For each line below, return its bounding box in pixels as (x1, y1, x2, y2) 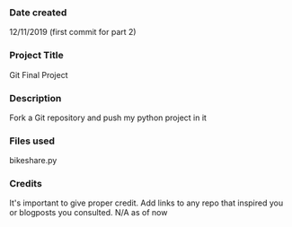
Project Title (9, 49, 65, 62)
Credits (9, 178, 42, 190)
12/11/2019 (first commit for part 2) (9, 27, 137, 38)
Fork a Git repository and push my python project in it (9, 112, 207, 123)
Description (9, 92, 62, 104)
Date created (9, 6, 67, 19)
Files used (9, 135, 56, 147)
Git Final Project (9, 69, 68, 80)
